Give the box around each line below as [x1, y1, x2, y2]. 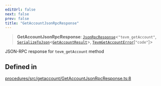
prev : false [5, 16, 29, 21]
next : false [5, 12, 29, 17]
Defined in [5, 63, 37, 71]
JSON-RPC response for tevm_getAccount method [5, 49, 104, 54]
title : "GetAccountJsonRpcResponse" [5, 20, 79, 26]
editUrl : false [5, 7, 36, 12]
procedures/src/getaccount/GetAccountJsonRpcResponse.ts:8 [5, 76, 131, 82]
